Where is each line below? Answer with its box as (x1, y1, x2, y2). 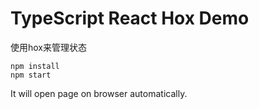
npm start (10, 70, 52, 80)
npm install (10, 61, 60, 71)
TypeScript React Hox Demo (10, 7, 250, 30)
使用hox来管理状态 (10, 41, 88, 53)
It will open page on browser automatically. (10, 87, 188, 99)
